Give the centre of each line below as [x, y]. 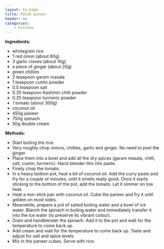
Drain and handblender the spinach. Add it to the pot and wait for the [82, 221]
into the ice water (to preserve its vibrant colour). [61, 215]
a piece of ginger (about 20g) [42, 67]
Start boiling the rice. [33, 143]
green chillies [26, 72]
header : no [16, 19]
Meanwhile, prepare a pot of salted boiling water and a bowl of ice [79, 205]
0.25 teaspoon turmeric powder [44, 98]
